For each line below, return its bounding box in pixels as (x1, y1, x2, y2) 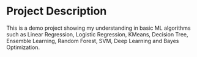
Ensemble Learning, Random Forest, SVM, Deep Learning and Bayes (6, 37, 179, 44)
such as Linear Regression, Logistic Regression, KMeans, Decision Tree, (6, 30, 188, 38)
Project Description (6, 4, 107, 18)
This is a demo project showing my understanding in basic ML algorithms (6, 24, 191, 32)
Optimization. (6, 44, 40, 51)
